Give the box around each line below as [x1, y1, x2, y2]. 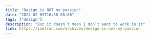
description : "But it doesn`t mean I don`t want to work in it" [5, 21, 145, 27]
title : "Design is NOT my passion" [5, 7, 81, 13]
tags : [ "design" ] [5, 17, 42, 22]
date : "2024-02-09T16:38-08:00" [5, 12, 74, 17]
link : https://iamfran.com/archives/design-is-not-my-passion [5, 26, 141, 31]
